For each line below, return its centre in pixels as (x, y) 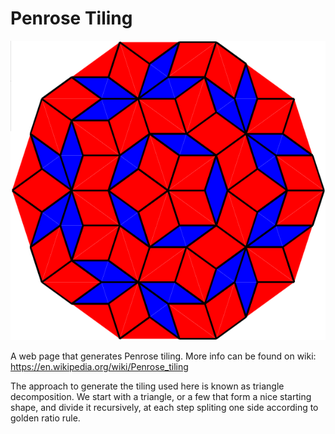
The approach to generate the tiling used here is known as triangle (147, 386)
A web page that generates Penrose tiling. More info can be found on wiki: (163, 356)
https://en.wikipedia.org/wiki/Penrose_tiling (99, 366)
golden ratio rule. (45, 418)
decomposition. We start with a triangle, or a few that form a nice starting (161, 396)
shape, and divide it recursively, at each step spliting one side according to (164, 407)
